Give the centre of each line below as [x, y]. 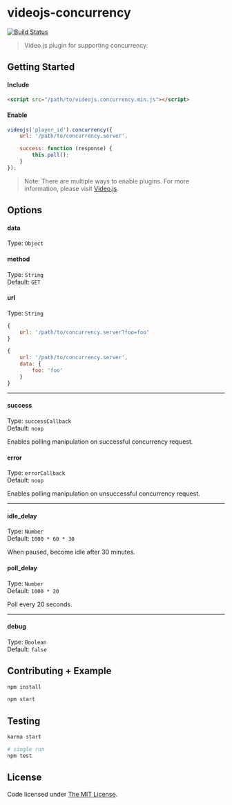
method [19, 259]
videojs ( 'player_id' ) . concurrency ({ [60, 129]
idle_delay [22, 516]
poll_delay [22, 568]
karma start [24, 737]
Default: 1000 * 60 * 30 [41, 539]
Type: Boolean [27, 642]
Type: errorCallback [36, 473]
